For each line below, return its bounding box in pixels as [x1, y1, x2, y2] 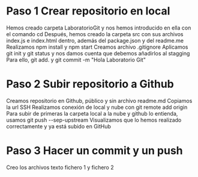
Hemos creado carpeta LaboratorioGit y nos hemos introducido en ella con [6, 24, 191, 31]
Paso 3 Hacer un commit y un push [6, 144, 183, 158]
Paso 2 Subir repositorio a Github [6, 77, 174, 91]
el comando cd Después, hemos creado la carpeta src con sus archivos [6, 30, 184, 37]
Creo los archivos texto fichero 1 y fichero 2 [6, 164, 114, 171]
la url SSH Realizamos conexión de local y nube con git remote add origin [6, 104, 188, 111]
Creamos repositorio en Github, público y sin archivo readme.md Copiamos [6, 97, 193, 104]
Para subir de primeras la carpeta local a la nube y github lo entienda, [6, 110, 178, 117]
